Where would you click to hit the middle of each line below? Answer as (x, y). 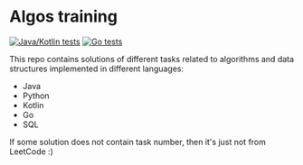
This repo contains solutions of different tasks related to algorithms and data (152, 59)
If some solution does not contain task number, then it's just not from (138, 142)
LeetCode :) (32, 151)
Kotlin (33, 105)
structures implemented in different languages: (97, 69)
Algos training (63, 17)
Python (36, 96)
